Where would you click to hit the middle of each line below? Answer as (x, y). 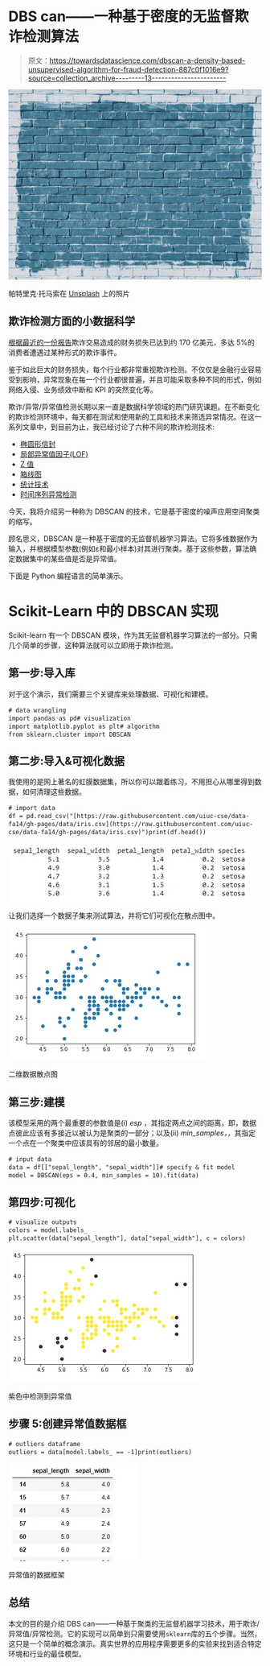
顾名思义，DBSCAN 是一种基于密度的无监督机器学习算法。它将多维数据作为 (133, 538)
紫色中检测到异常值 (40, 1396)
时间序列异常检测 (48, 494)
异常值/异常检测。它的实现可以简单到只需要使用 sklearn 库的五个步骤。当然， (135, 1633)
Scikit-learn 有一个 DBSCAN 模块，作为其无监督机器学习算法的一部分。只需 (133, 635)
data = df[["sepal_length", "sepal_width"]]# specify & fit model (122, 1168)
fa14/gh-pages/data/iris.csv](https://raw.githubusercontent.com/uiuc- (131, 825)
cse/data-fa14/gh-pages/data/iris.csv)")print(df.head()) (107, 833)
